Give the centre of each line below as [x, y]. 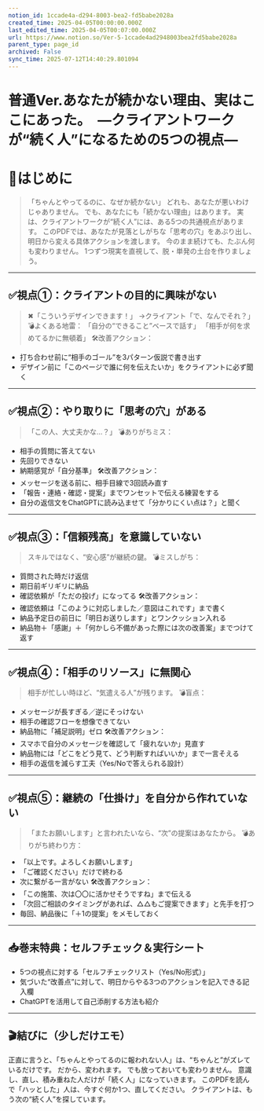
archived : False [35, 52]
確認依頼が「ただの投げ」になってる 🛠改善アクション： [110, 596]
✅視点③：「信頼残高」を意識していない [105, 537]
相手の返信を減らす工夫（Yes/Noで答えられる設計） [104, 764]
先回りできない [44, 460]
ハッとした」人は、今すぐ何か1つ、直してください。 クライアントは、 [134, 1089]
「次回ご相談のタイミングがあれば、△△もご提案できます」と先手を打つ [137, 904]
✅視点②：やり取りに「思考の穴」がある [107, 411]
